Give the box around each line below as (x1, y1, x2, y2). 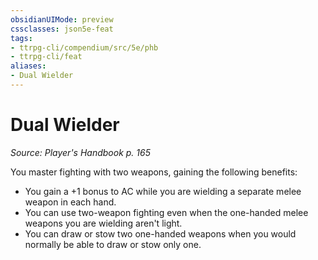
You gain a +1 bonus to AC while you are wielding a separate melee (24, 185, 302, 197)
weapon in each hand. (24, 196, 117, 208)
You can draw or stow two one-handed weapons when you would (24, 227, 297, 240)
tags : (10, 33, 33, 43)
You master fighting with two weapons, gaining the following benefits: (10, 166, 298, 178)
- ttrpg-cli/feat (10, 52, 83, 62)
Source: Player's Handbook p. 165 (10, 146, 151, 158)
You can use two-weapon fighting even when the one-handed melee (24, 206, 309, 218)
